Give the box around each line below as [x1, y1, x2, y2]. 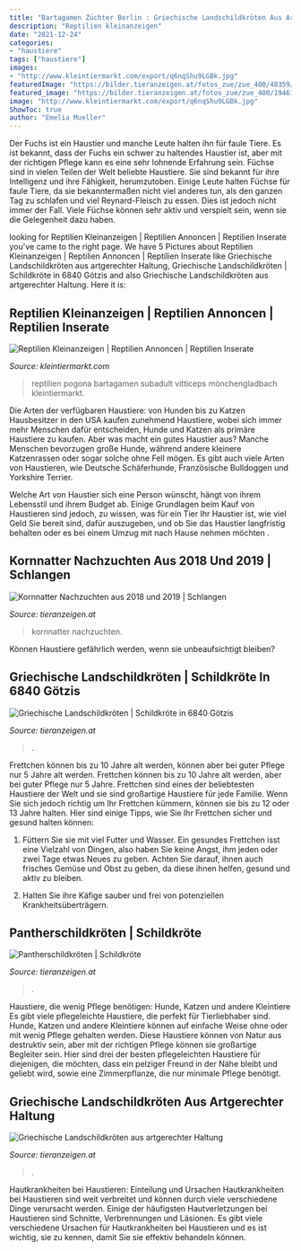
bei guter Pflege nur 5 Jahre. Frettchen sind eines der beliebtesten [9, 779, 255, 789]
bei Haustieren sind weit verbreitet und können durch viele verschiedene [9, 1194, 278, 1204]
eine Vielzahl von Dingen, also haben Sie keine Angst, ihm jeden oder [21, 843, 279, 854]
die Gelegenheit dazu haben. [9, 215, 116, 225]
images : [9, 64, 39, 73]
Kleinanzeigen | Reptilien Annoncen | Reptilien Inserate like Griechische [9, 251, 272, 261]
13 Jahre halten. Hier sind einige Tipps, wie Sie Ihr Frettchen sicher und [9, 807, 272, 818]
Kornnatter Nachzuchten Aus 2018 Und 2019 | [9, 553, 271, 568]
